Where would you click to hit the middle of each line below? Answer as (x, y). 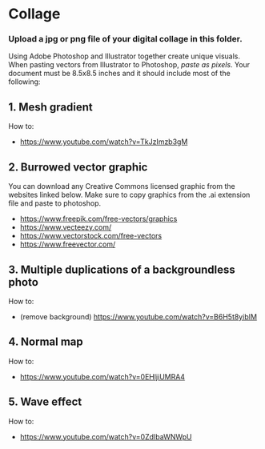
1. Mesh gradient (51, 107)
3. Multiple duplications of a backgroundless (122, 269)
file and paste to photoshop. (55, 203)
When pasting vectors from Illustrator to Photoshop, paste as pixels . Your (129, 65)
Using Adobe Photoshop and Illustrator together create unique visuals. (124, 56)
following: (24, 82)
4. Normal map (46, 342)
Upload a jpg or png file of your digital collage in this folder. (125, 39)
